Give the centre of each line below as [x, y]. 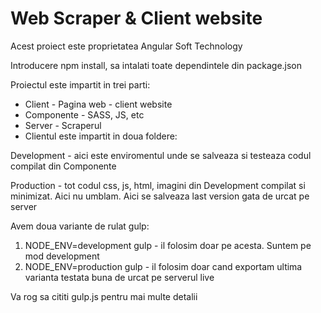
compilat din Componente [63, 166]
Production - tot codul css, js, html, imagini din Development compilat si [158, 185]
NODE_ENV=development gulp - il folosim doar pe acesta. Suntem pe [168, 245]
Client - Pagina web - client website [98, 104]
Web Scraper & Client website [136, 18]
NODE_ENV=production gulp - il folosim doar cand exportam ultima [163, 266]
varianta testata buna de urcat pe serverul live [119, 277]
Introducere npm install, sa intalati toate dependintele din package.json [156, 65]
